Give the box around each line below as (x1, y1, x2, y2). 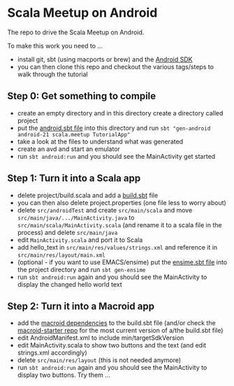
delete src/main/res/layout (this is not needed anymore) (17, 356, 182, 364)
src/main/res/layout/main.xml (17, 252, 106, 259)
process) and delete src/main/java (17, 228, 118, 236)
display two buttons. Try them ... (17, 371, 110, 379)
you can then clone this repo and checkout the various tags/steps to (17, 62, 214, 71)
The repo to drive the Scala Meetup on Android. (7, 28, 145, 36)
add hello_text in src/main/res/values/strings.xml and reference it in (17, 243, 218, 251)
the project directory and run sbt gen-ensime (17, 265, 146, 273)
